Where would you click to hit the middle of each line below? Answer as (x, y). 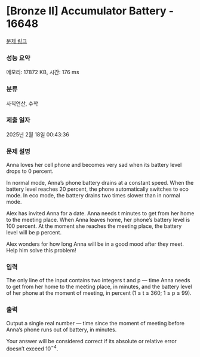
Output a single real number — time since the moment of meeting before (96, 323)
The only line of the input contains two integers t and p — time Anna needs (98, 280)
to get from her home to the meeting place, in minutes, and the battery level (99, 287)
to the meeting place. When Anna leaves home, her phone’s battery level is (98, 220)
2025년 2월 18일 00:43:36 (38, 134)
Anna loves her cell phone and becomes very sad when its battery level (94, 165)
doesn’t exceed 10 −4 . (32, 348)
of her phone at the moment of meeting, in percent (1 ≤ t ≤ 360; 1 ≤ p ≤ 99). (99, 293)
